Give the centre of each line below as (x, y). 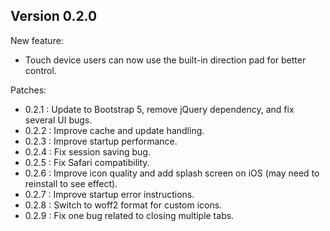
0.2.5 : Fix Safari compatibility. (87, 162)
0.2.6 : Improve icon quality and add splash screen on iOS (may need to (172, 173)
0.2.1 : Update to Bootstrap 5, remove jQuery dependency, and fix (159, 109)
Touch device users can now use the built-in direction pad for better (165, 60)
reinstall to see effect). (71, 183)
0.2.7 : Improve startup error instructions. (109, 194)
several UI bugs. (58, 120)
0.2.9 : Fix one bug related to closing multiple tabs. (129, 215)
